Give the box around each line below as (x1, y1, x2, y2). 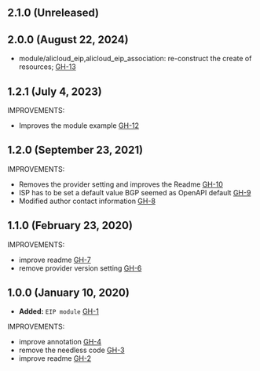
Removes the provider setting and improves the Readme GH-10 (18, 180, 223, 189)
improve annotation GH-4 (18, 337, 102, 347)
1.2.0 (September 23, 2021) (7, 144, 143, 157)
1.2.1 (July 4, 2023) (7, 85, 103, 98)
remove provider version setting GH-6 (18, 263, 142, 273)
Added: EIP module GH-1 (18, 307, 99, 316)
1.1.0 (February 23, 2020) (7, 219, 133, 232)
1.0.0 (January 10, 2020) (7, 286, 130, 300)
